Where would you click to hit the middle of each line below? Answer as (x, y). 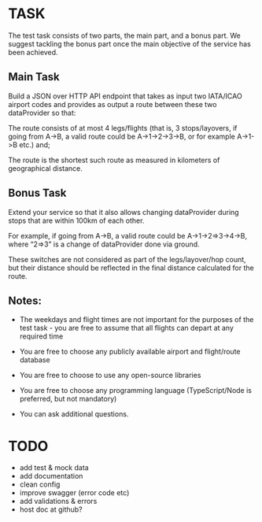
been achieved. (33, 52)
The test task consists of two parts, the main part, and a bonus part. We (125, 35)
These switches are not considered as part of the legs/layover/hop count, (127, 259)
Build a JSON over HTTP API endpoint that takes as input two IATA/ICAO (125, 96)
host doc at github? (51, 509)
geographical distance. (45, 168)
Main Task (34, 77)
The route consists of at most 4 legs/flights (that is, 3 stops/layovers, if (123, 128)
